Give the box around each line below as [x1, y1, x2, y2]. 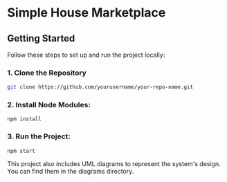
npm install [7, 116, 42, 122]
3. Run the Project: [7, 131, 71, 141]
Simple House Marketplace [7, 5, 166, 21]
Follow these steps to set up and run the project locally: [7, 51, 165, 59]
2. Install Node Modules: [7, 100, 91, 110]
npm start [7, 147, 36, 154]
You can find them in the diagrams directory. [7, 167, 134, 175]
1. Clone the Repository [7, 68, 87, 78]
